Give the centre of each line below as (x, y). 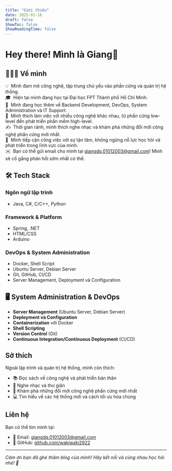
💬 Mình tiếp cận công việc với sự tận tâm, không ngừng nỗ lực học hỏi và (83, 140)
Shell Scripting (29, 328)
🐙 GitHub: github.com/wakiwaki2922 (51, 442)
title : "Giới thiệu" (27, 10)
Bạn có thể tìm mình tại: (30, 427)
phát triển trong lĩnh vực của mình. (42, 146)
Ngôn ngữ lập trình (29, 192)
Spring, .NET (26, 228)
